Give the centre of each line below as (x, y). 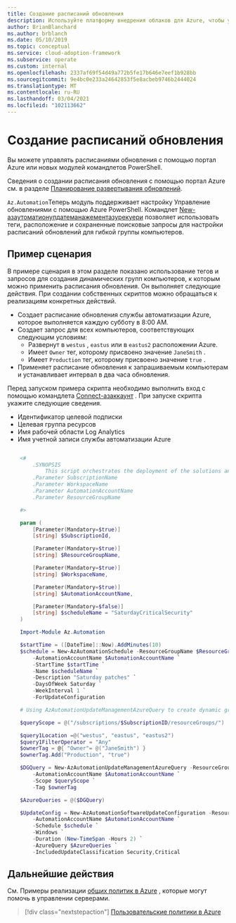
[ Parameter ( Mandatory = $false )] (78, 606)
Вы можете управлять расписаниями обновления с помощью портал (112, 160)
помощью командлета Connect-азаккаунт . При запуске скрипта (105, 396)
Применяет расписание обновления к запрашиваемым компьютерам (123, 367)
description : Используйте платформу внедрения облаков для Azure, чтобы (116, 20)
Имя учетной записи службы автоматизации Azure (94, 439)
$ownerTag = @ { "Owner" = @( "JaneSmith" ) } (83, 748)
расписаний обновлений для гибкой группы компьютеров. (96, 232)
